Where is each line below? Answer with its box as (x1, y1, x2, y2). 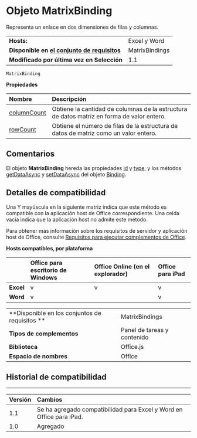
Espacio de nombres (9, 352, 68, 360)
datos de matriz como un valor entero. (52, 129, 157, 137)
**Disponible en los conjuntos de (9, 309, 101, 317)
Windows (30, 273, 57, 281)
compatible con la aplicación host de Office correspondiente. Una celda (6, 209, 180, 216)
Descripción (52, 95, 87, 103)
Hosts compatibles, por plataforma (6, 245, 93, 252)
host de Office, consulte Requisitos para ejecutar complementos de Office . (6, 233, 186, 240)
